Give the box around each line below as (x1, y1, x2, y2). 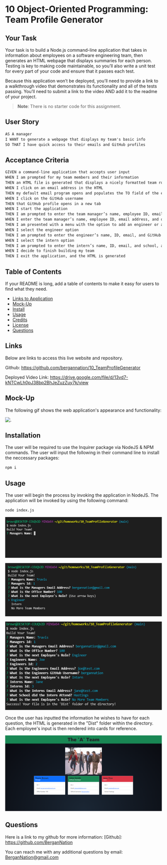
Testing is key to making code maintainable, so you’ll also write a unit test (5, 63, 156, 69)
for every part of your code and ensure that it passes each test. (5, 68, 135, 74)
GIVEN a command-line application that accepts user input (5, 170, 130, 175)
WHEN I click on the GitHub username (5, 196, 83, 201)
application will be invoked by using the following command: (5, 498, 129, 504)
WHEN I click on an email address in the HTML (5, 185, 103, 190)
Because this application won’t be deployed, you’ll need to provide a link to (5, 78, 159, 84)
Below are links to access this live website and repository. (5, 355, 123, 361)
